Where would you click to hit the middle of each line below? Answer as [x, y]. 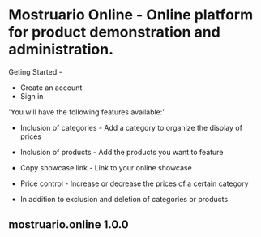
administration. [61, 50]
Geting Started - [35, 71]
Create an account [51, 88]
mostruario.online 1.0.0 [68, 225]
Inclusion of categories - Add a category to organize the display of [131, 127]
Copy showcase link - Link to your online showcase [106, 167]
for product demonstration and [114, 32]
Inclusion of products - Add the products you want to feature [122, 152]
